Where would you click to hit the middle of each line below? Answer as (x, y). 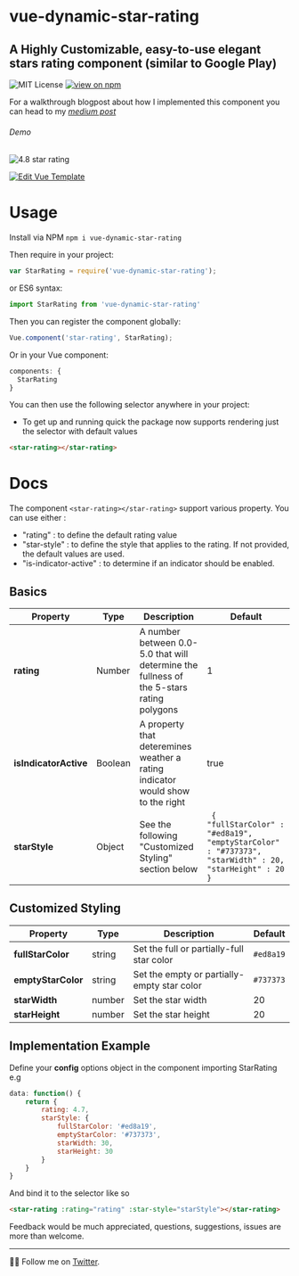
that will (172, 654)
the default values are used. (73, 554)
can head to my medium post (63, 111)
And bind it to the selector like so (70, 1193)
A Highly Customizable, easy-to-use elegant (135, 49)
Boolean (113, 763)
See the (155, 825)
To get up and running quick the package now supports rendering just (150, 422)
